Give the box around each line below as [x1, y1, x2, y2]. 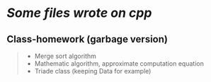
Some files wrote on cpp [6, 5, 152, 21]
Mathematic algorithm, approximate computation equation [34, 59, 205, 68]
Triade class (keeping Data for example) [34, 67, 152, 75]
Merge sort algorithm [34, 52, 97, 60]
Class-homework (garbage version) [6, 33, 168, 45]
